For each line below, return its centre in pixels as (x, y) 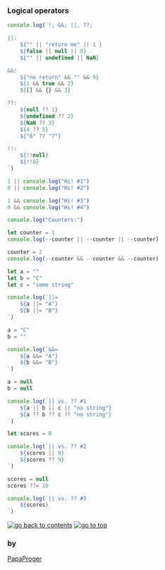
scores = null (28, 479)
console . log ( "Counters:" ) (45, 220)
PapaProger (25, 559)
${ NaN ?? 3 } (37, 122)
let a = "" (23, 271)
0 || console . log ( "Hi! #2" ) (49, 188)
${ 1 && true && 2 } (47, 84)
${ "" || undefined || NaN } (60, 58)
